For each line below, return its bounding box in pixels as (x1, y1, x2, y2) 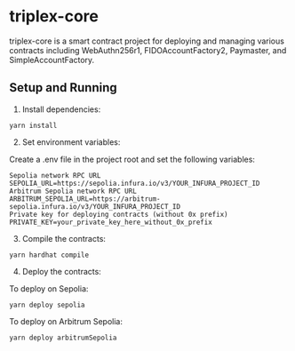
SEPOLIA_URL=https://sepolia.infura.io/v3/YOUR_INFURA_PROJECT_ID (9, 179, 260, 187)
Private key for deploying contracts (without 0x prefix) (9, 210, 228, 219)
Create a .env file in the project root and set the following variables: (9, 154, 256, 164)
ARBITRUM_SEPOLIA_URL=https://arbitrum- (9, 194, 162, 203)
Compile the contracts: (21, 233, 107, 243)
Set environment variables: (21, 136, 121, 148)
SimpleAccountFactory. (9, 54, 95, 65)
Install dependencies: (21, 104, 101, 115)
